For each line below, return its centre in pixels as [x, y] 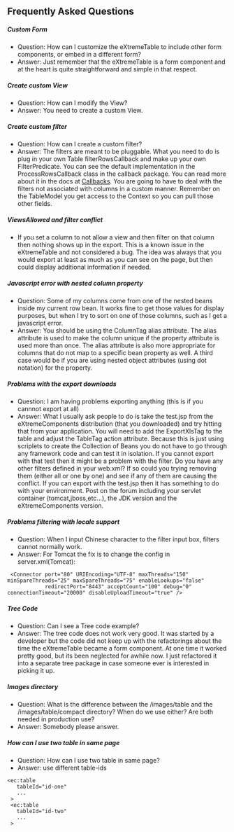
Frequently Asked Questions [71, 12]
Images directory [33, 686]
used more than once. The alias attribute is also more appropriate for [116, 345]
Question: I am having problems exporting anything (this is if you [110, 401]
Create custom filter [37, 126]
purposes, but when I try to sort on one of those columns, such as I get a [122, 316]
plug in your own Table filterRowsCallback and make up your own [111, 159]
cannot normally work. [50, 547]
